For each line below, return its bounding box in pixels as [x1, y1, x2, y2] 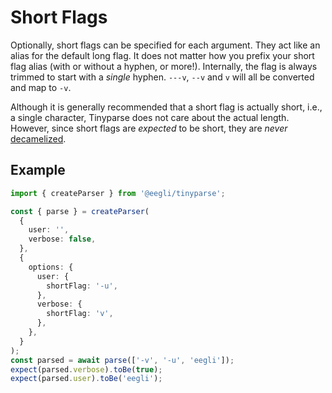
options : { [28, 262, 74, 272]
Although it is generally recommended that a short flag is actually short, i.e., [10, 101, 323, 113]
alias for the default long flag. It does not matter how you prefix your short [10, 49, 315, 61]
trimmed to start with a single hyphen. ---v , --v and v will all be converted [10, 71, 315, 83]
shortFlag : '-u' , [46, 281, 118, 291]
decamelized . [10, 132, 67, 145]
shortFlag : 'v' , [46, 309, 114, 319]
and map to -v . [10, 81, 72, 93]
